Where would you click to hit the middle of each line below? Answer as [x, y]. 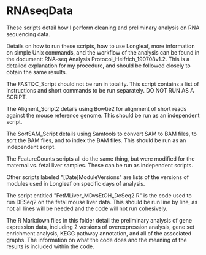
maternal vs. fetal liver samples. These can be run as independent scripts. [100, 165]
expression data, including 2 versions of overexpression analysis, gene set [101, 227]
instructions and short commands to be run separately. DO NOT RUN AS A [100, 90]
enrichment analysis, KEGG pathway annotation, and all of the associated [99, 233]
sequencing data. [28, 34]
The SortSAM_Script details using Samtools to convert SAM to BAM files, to [102, 134]
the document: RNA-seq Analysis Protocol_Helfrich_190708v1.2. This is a [98, 59]
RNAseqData [40, 11]
